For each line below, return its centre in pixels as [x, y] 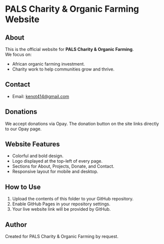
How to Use [23, 187]
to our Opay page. [23, 129]
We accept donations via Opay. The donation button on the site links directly [82, 123]
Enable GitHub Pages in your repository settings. [61, 204]
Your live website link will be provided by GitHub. [61, 209]
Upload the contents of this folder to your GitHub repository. [73, 199]
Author [16, 225]
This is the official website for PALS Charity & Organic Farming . [70, 49]
